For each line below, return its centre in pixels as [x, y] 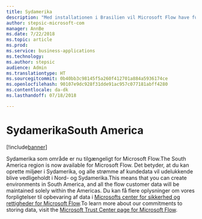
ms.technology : [25, 56]
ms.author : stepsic [31, 62]
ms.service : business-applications [51, 51]
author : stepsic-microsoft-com [45, 23]
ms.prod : [17, 46]
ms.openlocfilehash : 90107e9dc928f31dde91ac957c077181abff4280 [87, 85]
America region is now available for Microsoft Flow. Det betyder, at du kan [98, 165]
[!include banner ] [27, 147]
